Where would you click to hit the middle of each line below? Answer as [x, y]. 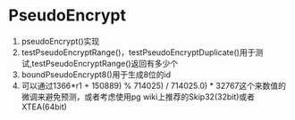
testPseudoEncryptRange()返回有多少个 [105, 63]
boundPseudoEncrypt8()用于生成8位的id [96, 74]
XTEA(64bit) [44, 107]
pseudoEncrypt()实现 [60, 41]
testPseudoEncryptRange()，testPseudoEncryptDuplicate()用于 [138, 52]
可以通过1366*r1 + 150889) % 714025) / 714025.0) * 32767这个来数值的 [154, 85]
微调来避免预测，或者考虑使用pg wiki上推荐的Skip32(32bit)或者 [138, 96]
